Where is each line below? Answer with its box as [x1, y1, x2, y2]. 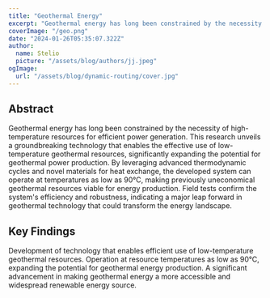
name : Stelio [15, 49, 60, 57]
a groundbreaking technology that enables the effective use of [8, 141, 217, 151]
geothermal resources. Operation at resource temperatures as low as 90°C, [8, 254, 260, 264]
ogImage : [8, 65, 38, 73]
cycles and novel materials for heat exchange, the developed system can [8, 167, 251, 177]
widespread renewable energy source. [8, 280, 137, 290]
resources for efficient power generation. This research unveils [51, 132, 261, 142]
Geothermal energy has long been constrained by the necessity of [8, 123, 230, 134]
